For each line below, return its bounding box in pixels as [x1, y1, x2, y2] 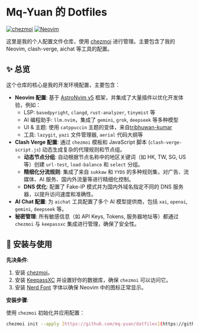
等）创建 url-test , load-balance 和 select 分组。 [23, 161, 143, 168]
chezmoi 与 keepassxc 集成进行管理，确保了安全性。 [14, 220, 140, 227]
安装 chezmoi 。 [14, 269, 53, 276]
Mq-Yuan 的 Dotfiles [6, 5, 108, 19]
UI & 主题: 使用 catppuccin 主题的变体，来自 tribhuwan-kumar [23, 123, 173, 131]
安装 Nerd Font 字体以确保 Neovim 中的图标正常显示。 [14, 284, 147, 291]
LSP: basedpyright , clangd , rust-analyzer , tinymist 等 [23, 108, 156, 116]
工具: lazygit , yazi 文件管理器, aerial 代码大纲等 [23, 131, 143, 138]
